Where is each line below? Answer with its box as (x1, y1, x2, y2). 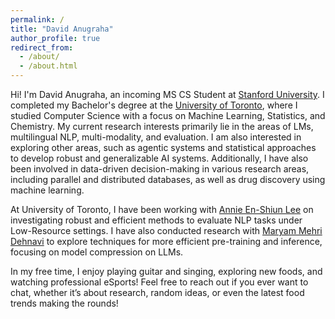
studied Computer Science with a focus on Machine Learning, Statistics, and (10, 110, 326, 121)
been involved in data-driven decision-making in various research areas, (10, 163, 310, 175)
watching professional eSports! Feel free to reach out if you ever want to (10, 276, 309, 288)
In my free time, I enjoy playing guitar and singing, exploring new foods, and (10, 266, 323, 277)
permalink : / (10, 14, 65, 25)
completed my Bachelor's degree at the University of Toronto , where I (10, 99, 298, 111)
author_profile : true (10, 33, 101, 43)
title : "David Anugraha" (10, 24, 114, 34)
